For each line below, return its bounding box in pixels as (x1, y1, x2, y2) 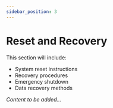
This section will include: (6, 54, 67, 61)
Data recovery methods (14, 84, 73, 91)
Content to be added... (6, 96, 62, 103)
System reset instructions (14, 65, 78, 72)
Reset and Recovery (6, 34, 108, 47)
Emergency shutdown (14, 78, 69, 85)
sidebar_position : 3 (6, 8, 58, 15)
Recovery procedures (14, 72, 68, 79)
